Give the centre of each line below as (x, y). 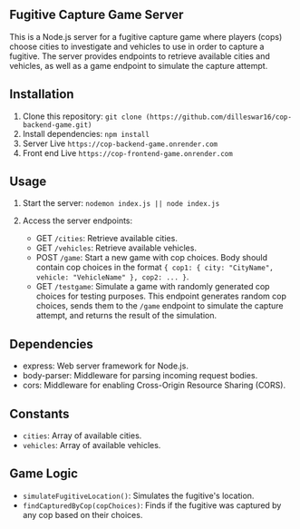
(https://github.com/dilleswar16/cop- (219, 117)
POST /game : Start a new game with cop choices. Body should (152, 258)
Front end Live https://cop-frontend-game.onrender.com (127, 152)
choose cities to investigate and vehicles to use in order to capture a (137, 46)
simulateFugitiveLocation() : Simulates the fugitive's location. (138, 495)
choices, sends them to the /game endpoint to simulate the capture (160, 306)
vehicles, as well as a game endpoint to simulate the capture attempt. (139, 65)
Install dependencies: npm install (86, 133)
